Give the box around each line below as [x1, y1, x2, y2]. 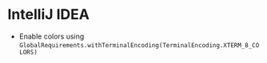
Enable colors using [18, 31, 85, 41]
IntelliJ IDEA [7, 6, 90, 24]
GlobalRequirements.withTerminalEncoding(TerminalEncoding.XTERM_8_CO [18, 41, 260, 49]
